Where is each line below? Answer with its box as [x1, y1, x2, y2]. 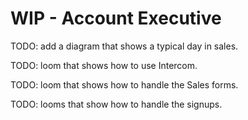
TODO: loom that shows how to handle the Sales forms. [10, 78, 239, 91]
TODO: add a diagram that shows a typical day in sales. [10, 40, 239, 52]
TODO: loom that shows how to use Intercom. [10, 59, 198, 71]
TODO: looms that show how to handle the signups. [10, 98, 223, 110]
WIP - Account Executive [10, 7, 222, 30]
